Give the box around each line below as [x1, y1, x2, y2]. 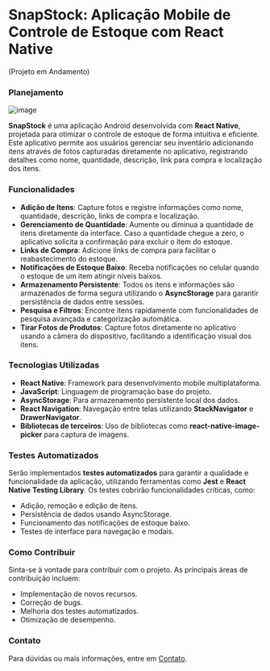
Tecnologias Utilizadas [8, 359, 100, 371]
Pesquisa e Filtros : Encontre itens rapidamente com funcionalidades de [19, 305, 259, 315]
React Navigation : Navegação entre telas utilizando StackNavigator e [19, 404, 254, 413]
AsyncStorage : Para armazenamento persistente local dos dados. [19, 395, 240, 405]
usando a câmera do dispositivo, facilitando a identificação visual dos [19, 331, 251, 341]
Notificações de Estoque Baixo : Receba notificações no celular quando [19, 262, 260, 272]
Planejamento [8, 86, 64, 98]
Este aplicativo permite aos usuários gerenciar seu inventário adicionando [8, 138, 254, 148]
